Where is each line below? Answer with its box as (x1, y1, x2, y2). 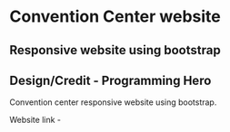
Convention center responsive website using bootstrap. (9, 97, 217, 108)
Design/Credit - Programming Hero (9, 72, 212, 88)
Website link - (9, 115, 62, 126)
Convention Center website (9, 6, 221, 27)
